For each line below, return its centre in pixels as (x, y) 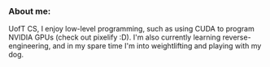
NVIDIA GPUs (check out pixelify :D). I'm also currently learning (115, 37)
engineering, (30, 46)
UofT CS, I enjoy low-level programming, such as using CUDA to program (131, 29)
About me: (30, 11)
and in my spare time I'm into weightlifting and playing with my (157, 46)
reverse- (237, 37)
